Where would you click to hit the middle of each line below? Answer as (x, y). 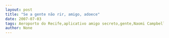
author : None (19, 28)
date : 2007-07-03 (23, 19)
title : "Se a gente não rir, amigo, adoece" (53, 14)
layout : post (19, 10)
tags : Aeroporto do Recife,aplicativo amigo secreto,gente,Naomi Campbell (85, 23)
